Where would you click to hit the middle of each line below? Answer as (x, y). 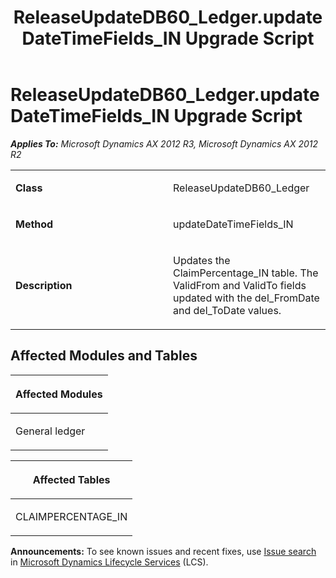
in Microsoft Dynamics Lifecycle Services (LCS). (109, 562)
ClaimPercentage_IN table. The (246, 273)
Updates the (202, 260)
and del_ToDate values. (227, 310)
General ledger (50, 431)
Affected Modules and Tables (104, 356)
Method (34, 224)
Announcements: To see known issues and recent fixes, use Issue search (163, 551)
